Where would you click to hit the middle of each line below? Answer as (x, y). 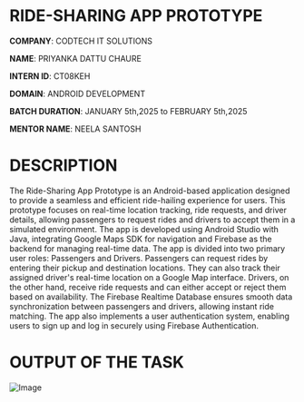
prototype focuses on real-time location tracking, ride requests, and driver (148, 210)
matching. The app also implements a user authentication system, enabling (150, 316)
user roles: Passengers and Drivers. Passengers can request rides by (139, 258)
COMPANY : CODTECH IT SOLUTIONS (81, 41)
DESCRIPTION (64, 166)
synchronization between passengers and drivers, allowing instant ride (142, 306)
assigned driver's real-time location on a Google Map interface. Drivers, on (149, 277)
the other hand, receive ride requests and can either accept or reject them (148, 287)
